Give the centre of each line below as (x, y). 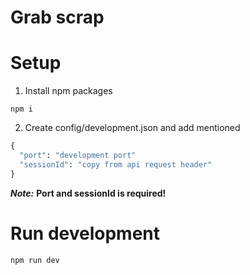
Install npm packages (68, 91)
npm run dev (35, 260)
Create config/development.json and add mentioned (132, 128)
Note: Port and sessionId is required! (88, 193)
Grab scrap (57, 17)
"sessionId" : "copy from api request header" (116, 164)
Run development (85, 233)
